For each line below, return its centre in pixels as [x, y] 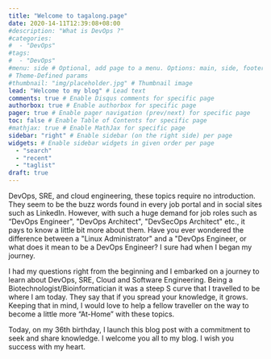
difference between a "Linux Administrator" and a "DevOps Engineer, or [128, 239]
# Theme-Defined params [48, 76]
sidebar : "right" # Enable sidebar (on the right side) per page [120, 135]
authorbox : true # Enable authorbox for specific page [102, 105]
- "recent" [34, 158]
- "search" [34, 151]
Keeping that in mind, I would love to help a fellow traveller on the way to [129, 305]
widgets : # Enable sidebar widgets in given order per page [112, 143]
